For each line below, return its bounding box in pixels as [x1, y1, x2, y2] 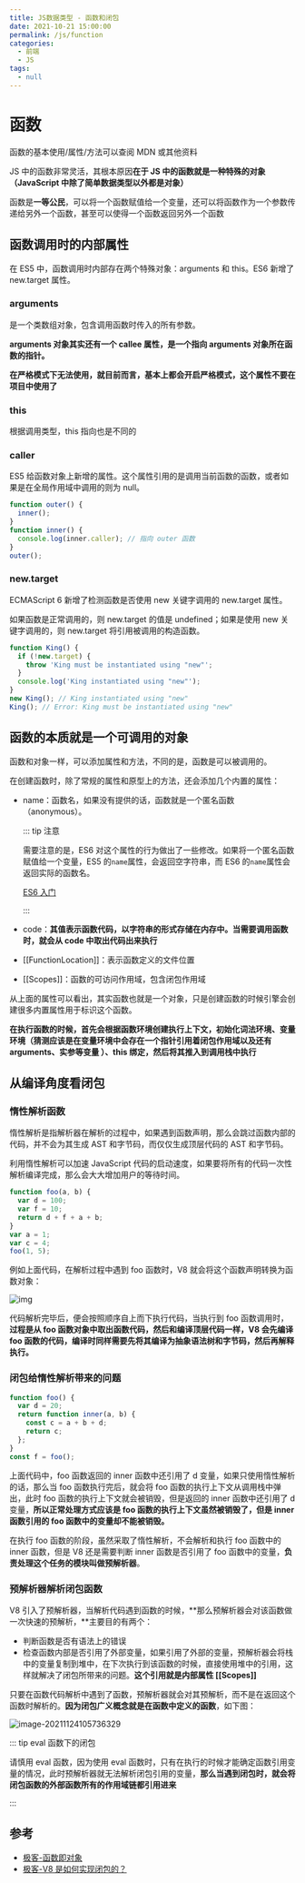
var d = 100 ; [17, 1196, 67, 1205]
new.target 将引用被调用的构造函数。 [66, 625, 205, 636]
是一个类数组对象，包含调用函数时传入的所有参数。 [9, 319, 201, 330]
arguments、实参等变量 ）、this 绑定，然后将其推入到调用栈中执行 [9, 1046, 257, 1057]
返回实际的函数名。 [22, 867, 95, 878]
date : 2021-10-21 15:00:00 [9, 22, 112, 31]
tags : [9, 65, 30, 74]
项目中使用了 [9, 380, 57, 391]
